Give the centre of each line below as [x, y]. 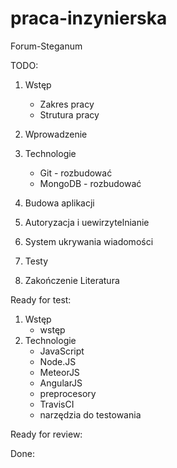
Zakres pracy [67, 104]
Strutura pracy [69, 114]
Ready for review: [46, 434]
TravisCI [57, 404]
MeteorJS [59, 372]
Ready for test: [41, 299]
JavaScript [62, 351]
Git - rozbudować [76, 173]
